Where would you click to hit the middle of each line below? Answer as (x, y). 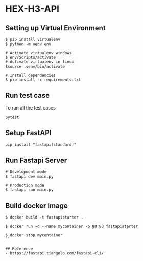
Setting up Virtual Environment (55, 28)
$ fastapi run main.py (29, 190)
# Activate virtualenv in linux (40, 62)
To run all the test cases (31, 107)
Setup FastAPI (29, 133)
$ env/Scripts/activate (31, 57)
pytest (12, 117)
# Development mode (26, 172)
